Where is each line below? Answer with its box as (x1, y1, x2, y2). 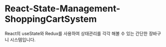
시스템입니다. (10, 37, 36, 43)
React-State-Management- (5, 3, 121, 14)
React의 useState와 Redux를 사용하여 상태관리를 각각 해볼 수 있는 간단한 (5, 30, 148, 36)
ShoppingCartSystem (5, 13, 97, 25)
